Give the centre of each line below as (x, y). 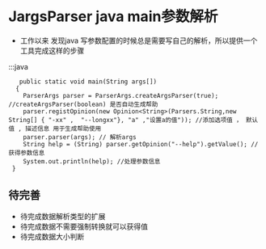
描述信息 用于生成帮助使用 (63, 129)
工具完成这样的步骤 (52, 50)
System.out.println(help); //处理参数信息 (92, 161)
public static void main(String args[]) (88, 82)
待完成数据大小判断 (52, 236)
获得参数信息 (27, 153)
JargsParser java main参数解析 (113, 17)
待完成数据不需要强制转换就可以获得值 (84, 226)
